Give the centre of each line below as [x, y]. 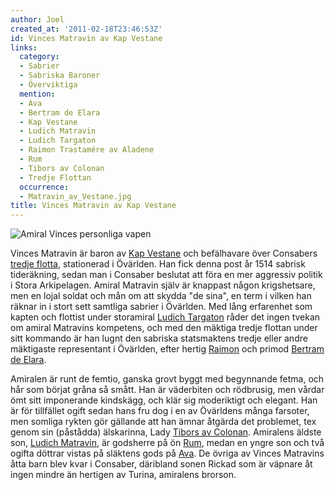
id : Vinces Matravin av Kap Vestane [86, 38]
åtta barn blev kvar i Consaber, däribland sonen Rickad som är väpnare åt [161, 464]
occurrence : [44, 187]
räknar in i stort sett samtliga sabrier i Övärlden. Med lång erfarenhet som [161, 307]
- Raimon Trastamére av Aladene [87, 150]
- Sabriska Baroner [60, 76]
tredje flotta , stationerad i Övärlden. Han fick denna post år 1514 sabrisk [158, 264]
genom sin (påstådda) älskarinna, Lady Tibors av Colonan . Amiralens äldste [166, 432]
